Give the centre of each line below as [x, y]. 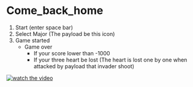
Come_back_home [55, 11]
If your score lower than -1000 [72, 53]
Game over [38, 47]
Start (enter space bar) [44, 27]
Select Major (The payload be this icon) [65, 33]
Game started [32, 40]
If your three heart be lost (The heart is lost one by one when [110, 60]
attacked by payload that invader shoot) [84, 66]
